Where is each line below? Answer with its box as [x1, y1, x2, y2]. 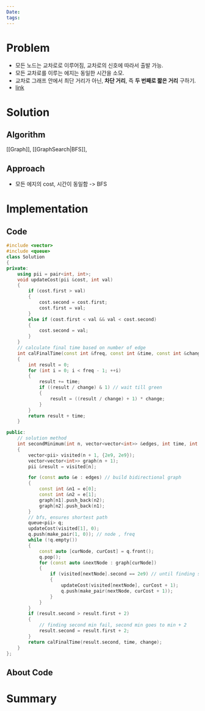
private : [6, 265, 29, 272]
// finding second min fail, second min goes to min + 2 [38, 622, 187, 629]
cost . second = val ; [38, 328, 88, 334]
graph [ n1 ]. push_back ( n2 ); [38, 497, 105, 503]
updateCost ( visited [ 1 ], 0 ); [28, 525, 99, 532]
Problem [6, 41, 50, 55]
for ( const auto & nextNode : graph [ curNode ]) [38, 560, 157, 566]
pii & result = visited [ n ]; [28, 463, 97, 470]
